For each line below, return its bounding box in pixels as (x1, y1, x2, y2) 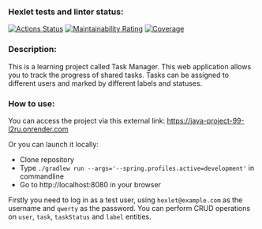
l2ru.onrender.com (8, 124, 69, 134)
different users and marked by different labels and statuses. (8, 78, 203, 88)
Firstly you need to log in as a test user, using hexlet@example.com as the (8, 195, 243, 205)
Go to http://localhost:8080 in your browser (19, 179, 162, 189)
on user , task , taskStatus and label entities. (8, 212, 152, 221)
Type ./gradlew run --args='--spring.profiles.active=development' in (19, 163, 255, 172)
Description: (8, 44, 57, 55)
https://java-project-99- (167, 116, 245, 125)
